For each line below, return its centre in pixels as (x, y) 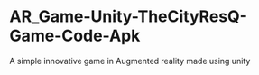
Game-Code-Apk (75, 36)
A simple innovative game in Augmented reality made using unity (130, 61)
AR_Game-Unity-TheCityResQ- (129, 17)
